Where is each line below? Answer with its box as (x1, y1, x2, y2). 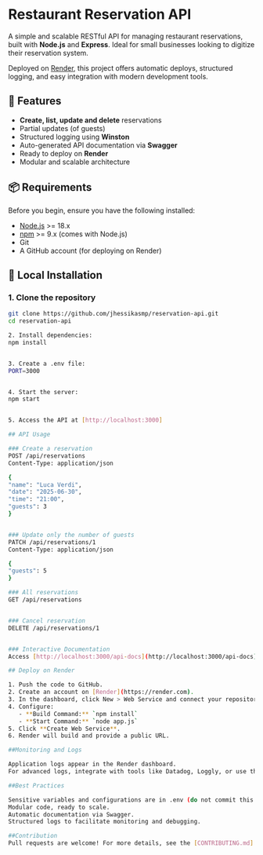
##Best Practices (8, 781, 65, 790)
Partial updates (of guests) (19, 123, 106, 133)
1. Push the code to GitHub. (8, 681, 103, 689)
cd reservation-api (8, 317, 72, 325)
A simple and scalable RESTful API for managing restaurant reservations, (8, 31, 243, 41)
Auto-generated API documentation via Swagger (19, 140, 178, 150)
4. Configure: (8, 703, 55, 711)
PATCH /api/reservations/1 (8, 538, 96, 546)
